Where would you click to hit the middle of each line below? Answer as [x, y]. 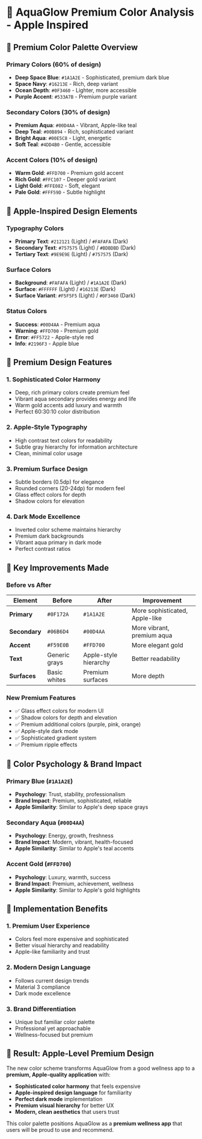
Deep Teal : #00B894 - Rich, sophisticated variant [74, 132]
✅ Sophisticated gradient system [56, 738]
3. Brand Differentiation [41, 1009]
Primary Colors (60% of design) [54, 64]
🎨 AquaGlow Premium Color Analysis [100, 12]
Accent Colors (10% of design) [52, 160]
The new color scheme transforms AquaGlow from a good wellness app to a [101, 1068]
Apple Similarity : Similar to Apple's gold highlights [78, 890]
